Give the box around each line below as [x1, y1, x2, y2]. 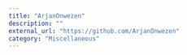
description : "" [8, 19, 63, 27]
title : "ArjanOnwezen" [8, 11, 85, 20]
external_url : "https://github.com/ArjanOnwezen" [8, 27, 180, 35]
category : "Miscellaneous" [8, 34, 100, 43]
